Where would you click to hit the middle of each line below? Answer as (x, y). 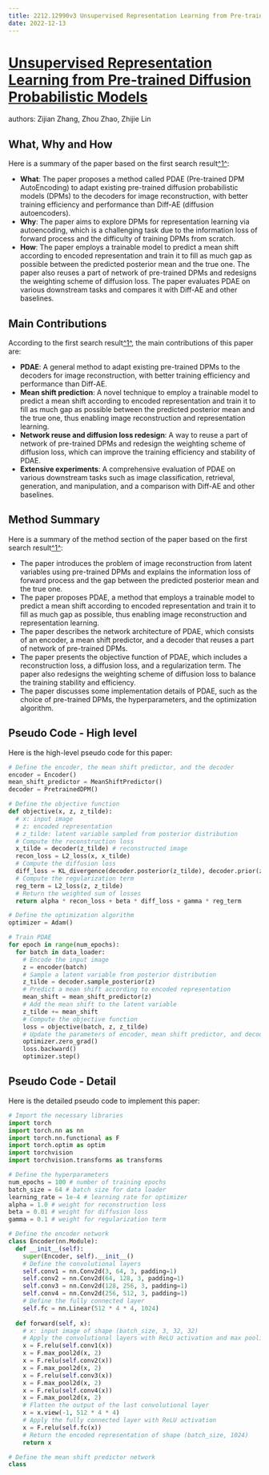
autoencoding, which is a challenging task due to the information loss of (139, 230)
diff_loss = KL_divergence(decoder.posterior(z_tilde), (110, 871)
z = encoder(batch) (55, 967)
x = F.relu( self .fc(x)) (62, 1428)
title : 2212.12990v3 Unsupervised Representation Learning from (118, 16)
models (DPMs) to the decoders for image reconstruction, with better (134, 196)
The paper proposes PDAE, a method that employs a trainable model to (137, 597)
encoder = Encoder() (43, 774)
